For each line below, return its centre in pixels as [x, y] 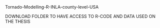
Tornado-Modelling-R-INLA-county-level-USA [52, 7]
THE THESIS [18, 21]
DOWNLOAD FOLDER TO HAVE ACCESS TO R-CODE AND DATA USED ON [80, 16]
